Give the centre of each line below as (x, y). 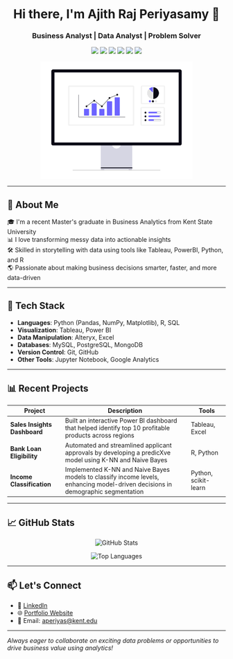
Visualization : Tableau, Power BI (64, 330)
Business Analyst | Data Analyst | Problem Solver (116, 36)
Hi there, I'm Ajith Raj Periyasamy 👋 (116, 14)
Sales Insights (31, 424)
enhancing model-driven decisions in (118, 484)
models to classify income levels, (112, 477)
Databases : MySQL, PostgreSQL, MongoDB (80, 344)
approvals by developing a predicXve (118, 452)
